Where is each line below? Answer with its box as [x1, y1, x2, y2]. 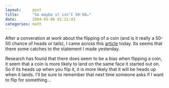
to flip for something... [5, 77, 51, 83]
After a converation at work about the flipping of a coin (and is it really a [5, 35, 155, 41]
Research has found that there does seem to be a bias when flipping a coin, [5, 56, 162, 62]
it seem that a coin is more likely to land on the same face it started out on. [5, 61, 160, 67]
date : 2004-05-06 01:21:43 [5, 17, 76, 22]
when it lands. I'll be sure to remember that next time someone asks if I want [5, 71, 164, 78]
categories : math [5, 21, 42, 27]
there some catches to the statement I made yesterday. [5, 46, 120, 52]
